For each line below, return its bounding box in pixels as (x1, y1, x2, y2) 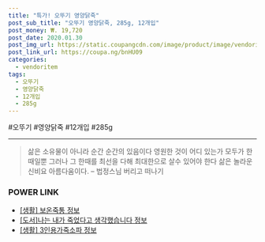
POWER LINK (8, 187, 59, 198)
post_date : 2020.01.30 (8, 33, 83, 42)
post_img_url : (8, 41, 55, 49)
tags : (8, 70, 26, 78)
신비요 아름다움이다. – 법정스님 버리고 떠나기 (27, 167, 164, 176)
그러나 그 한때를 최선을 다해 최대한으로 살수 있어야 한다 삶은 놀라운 (48, 157, 253, 166)
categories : (8, 56, 47, 64)
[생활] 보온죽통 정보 (19, 206, 80, 215)
